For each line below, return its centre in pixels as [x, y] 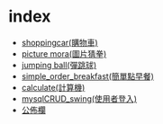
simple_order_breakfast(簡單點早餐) [88, 76]
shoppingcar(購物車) [59, 42]
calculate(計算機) [53, 87]
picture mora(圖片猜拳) [64, 53]
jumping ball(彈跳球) [59, 65]
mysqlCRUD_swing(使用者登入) [79, 98]
